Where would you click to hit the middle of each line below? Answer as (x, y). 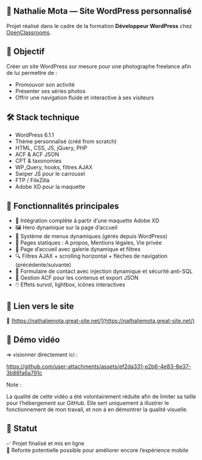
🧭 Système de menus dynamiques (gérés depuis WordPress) (91, 236)
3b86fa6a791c (24, 373)
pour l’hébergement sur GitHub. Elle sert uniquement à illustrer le (88, 403)
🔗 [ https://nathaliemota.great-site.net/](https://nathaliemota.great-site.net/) (100, 321)
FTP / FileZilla (32, 180)
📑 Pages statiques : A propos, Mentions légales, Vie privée (89, 243)
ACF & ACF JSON (37, 154)
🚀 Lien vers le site (40, 306)
